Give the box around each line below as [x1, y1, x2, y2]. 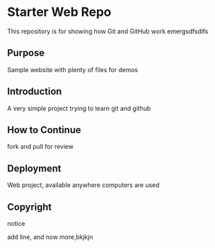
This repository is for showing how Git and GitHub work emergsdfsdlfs [7, 27, 209, 35]
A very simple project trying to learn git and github [7, 104, 151, 112]
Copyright [7, 201, 52, 213]
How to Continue [7, 124, 81, 136]
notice [7, 220, 26, 227]
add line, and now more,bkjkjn [7, 233, 94, 241]
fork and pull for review [7, 143, 74, 151]
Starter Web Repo [7, 4, 112, 20]
